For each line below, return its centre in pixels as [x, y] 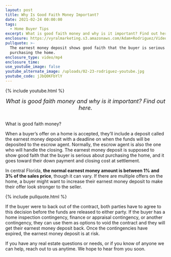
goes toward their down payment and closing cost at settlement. [73, 160]
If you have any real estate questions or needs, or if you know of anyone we [85, 243]
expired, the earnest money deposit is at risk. [53, 233]
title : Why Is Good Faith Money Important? [52, 15]
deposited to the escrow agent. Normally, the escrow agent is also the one [83, 144]
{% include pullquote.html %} [36, 196]
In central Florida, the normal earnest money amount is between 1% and [82, 170]
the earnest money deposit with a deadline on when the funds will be [78, 139]
